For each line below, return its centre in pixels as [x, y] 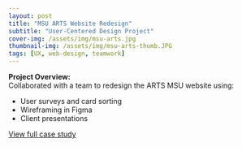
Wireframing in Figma [56, 110]
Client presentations [54, 118]
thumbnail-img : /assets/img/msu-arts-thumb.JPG [91, 46]
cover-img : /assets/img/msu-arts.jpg [72, 39]
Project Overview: [39, 77]
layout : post [30, 16]
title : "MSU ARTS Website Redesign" [70, 24]
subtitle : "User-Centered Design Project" [81, 31]
